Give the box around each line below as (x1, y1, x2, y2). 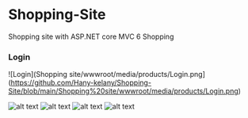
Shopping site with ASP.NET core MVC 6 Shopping (8, 32, 174, 41)
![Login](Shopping (8, 70, 67, 79)
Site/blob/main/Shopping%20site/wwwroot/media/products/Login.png (8, 86, 239, 96)
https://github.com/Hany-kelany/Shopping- (10, 78, 152, 88)
